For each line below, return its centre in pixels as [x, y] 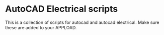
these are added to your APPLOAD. [41, 27]
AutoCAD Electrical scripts [62, 9]
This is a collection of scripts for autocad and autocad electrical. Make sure [82, 22]
